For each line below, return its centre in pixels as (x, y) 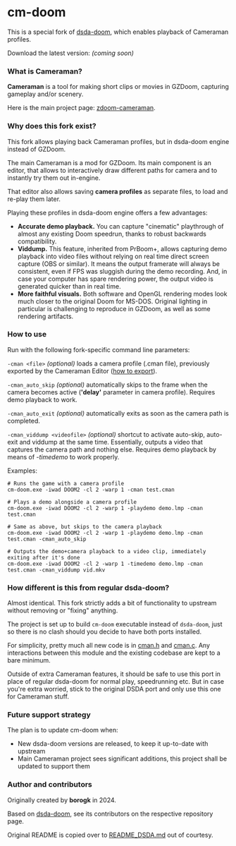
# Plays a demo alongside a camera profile (72, 502)
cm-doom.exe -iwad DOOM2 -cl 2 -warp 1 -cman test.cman (91, 490)
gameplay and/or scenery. (45, 94)
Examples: (22, 471)
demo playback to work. (42, 399)
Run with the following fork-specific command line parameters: (99, 349)
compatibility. (37, 241)
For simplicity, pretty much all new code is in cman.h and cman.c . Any (108, 646)
